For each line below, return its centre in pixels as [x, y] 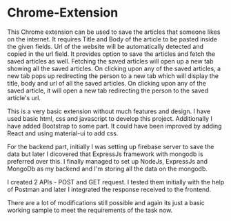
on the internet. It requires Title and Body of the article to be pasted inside [112, 39]
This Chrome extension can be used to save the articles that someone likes [114, 32]
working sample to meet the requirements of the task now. [90, 210]
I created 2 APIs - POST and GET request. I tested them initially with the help [116, 182]
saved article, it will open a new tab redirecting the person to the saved [108, 90]
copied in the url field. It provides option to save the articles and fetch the [111, 54]
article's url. [24, 97]
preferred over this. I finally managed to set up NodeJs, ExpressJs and [108, 161]
